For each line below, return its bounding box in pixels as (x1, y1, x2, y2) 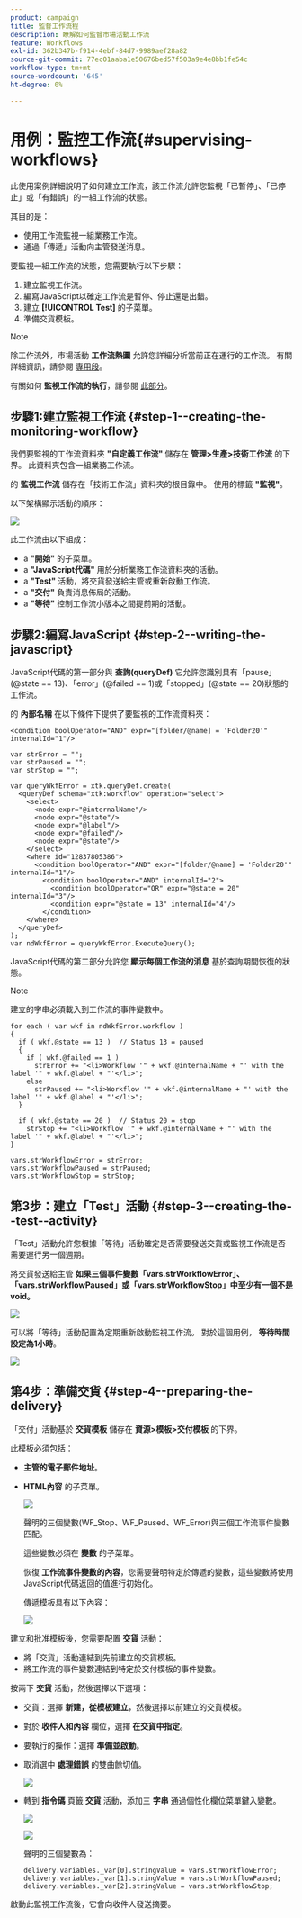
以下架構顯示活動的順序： (10, 498, 105, 509)
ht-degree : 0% (10, 80, 64, 89)
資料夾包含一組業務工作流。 (35, 460, 138, 471)
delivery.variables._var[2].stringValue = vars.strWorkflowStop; (22, 1881, 273, 1891)
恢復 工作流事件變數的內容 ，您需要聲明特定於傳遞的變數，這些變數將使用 (22, 1566, 294, 1577)
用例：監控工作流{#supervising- (10, 130, 253, 149)
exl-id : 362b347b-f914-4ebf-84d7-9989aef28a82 (10, 47, 188, 56)
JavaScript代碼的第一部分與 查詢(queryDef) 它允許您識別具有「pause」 (10, 667, 277, 678)
